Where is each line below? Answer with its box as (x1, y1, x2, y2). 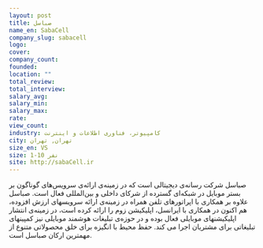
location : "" (9, 70, 52, 78)
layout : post (9, 11, 52, 20)
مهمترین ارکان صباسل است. (9, 231, 93, 240)
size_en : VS (9, 144, 48, 152)
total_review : (9, 77, 56, 85)
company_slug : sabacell (9, 33, 87, 42)
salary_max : (9, 107, 48, 115)
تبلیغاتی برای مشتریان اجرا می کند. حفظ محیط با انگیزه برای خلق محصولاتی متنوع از (9, 222, 256, 231)
